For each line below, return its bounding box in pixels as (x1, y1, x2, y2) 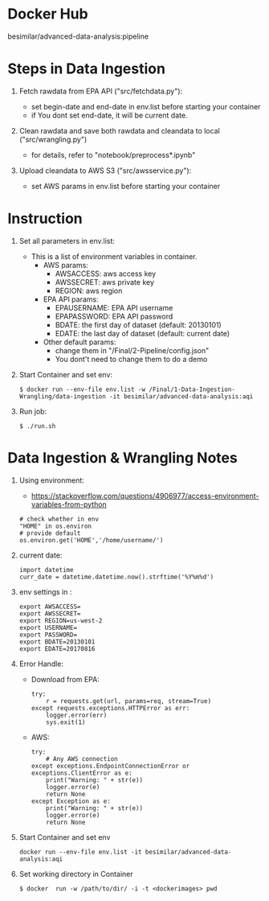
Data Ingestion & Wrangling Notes (7, 449, 238, 467)
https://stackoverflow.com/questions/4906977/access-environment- (31, 491, 259, 500)
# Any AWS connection (46, 755, 118, 763)
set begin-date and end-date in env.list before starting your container (31, 101, 261, 111)
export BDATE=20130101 (18, 637, 96, 646)
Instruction (7, 210, 83, 228)
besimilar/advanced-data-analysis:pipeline (7, 31, 149, 41)
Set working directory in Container (18, 869, 133, 878)
